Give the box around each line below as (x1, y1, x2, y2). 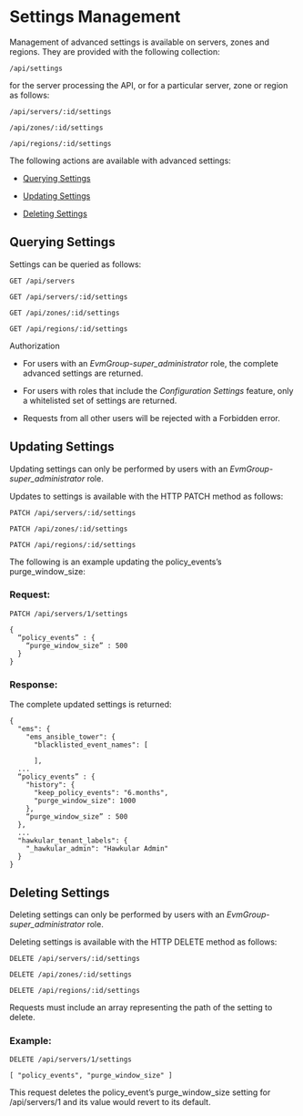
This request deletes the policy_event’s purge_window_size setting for (9, 1087, 271, 1098)
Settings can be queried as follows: (9, 258, 142, 270)
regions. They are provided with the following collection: (9, 46, 220, 57)
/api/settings (9, 64, 64, 73)
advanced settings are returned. (22, 367, 144, 378)
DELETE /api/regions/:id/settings (9, 986, 141, 995)
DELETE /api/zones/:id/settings (9, 969, 132, 979)
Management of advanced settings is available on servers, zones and (9, 36, 270, 47)
